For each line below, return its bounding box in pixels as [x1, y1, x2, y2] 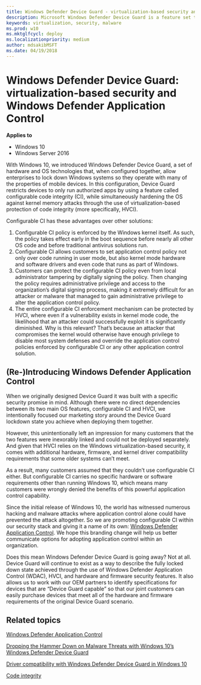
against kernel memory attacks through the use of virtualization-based [6, 199, 181, 207]
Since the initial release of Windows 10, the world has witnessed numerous [6, 504, 190, 511]
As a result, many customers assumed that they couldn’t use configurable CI [6, 466, 195, 474]
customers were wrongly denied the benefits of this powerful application [6, 486, 185, 493]
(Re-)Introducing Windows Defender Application [6, 367, 191, 377]
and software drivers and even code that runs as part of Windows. [14, 260, 179, 268]
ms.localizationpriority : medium [6, 37, 90, 43]
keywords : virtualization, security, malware [6, 20, 121, 26]
